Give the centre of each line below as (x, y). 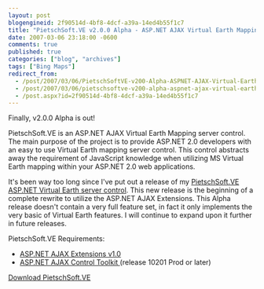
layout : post (29, 15)
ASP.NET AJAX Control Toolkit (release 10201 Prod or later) (115, 262)
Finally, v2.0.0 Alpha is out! (52, 118)
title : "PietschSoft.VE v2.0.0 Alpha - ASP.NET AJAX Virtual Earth (121, 30)
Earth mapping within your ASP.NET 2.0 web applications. (102, 166)
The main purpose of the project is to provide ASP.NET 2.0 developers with (130, 141)
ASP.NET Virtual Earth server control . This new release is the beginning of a (131, 190)
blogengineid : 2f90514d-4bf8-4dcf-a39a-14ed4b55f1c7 (96, 23)
